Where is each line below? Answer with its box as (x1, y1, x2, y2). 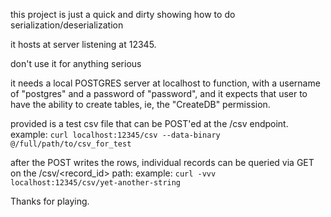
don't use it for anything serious (10, 58, 142, 69)
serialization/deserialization (10, 19, 124, 31)
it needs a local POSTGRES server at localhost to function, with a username (10, 77, 321, 89)
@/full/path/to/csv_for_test (10, 139, 132, 149)
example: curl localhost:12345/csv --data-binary (10, 129, 221, 140)
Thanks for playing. (10, 195, 90, 207)
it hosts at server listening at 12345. (10, 39, 157, 50)
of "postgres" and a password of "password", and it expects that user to (10, 88, 308, 99)
